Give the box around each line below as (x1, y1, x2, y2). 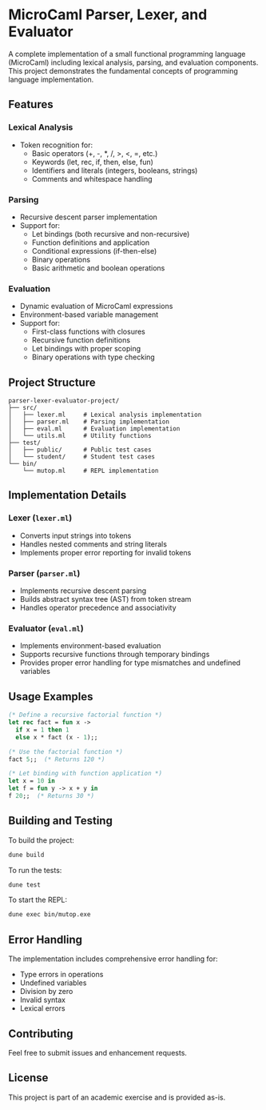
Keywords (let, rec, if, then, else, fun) (31, 157, 154, 166)
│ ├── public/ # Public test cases (8, 446, 152, 454)
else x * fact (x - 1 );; (15, 733, 98, 741)
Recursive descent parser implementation (19, 212, 158, 222)
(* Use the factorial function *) (8, 747, 124, 755)
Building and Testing (8, 814, 113, 827)
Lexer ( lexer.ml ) (8, 512, 73, 523)
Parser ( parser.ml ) (8, 567, 81, 579)
